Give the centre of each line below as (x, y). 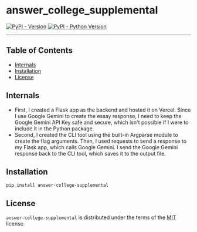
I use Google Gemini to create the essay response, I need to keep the (98, 116)
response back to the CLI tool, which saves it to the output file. (90, 153)
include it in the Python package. (54, 128)
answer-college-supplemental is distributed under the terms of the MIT (91, 217)
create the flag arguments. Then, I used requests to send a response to (100, 141)
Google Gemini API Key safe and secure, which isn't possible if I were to (101, 122)
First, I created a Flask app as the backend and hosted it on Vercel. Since (103, 110)
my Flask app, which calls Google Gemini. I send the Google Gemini (96, 147)
